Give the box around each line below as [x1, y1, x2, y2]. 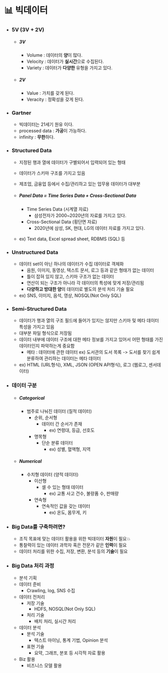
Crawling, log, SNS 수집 [26, 587, 76, 594]
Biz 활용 [19, 656, 35, 662]
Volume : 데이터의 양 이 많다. [26, 52, 83, 58]
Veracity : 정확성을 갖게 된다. [26, 97, 84, 103]
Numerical [19, 458, 42, 464]
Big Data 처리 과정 [11, 562, 54, 569]
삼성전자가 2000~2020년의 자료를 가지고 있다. [34, 212, 127, 218]
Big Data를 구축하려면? [11, 523, 66, 530]
